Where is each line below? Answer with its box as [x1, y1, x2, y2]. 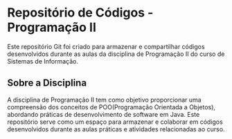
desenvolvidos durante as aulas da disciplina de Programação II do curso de [7, 50, 225, 58]
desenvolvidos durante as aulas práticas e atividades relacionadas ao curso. [7, 124, 225, 133]
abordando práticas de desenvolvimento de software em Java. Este [7, 110, 200, 118]
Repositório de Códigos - [7, 5, 154, 21]
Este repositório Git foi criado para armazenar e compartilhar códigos [7, 42, 206, 50]
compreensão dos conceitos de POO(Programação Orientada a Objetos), [7, 102, 216, 111]
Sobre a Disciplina [7, 77, 87, 89]
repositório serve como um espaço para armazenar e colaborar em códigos [7, 118, 223, 126]
